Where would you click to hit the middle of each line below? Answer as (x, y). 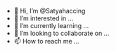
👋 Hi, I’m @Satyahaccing (50, 11)
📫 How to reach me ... (46, 41)
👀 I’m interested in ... (44, 18)
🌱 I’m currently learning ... (51, 26)
